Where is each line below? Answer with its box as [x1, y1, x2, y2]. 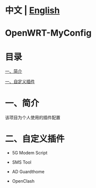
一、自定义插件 [5, 79, 35, 85]
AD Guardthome [12, 169, 45, 175]
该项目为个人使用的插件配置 [5, 114, 61, 120]
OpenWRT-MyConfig [5, 28, 92, 38]
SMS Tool [12, 159, 32, 165]
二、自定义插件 [5, 133, 65, 145]
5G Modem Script [12, 150, 48, 156]
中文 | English [5, 5, 60, 16]
